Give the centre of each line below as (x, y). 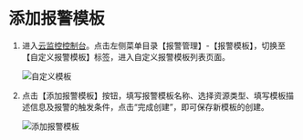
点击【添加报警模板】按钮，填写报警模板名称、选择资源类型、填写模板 (154, 95)
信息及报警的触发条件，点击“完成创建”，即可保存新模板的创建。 (150, 106)
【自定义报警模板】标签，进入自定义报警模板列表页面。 (125, 56)
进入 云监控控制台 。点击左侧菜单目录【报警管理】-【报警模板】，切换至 (154, 45)
